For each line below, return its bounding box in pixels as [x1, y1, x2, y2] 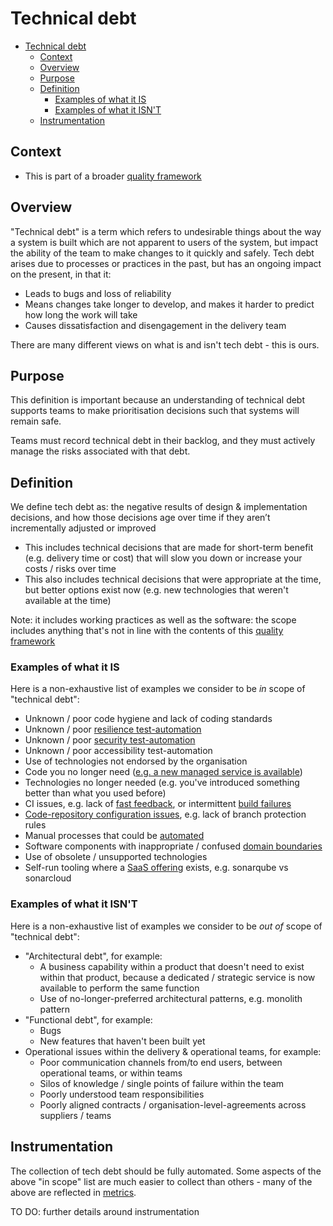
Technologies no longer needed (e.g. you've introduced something [24, 777, 300, 789]
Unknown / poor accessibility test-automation [24, 745, 213, 757]
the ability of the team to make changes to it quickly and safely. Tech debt [10, 247, 315, 259]
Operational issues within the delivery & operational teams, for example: [24, 1045, 322, 1057]
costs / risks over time [24, 563, 117, 575]
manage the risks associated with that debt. [10, 445, 191, 457]
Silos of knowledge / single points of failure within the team [39, 1077, 285, 1089]
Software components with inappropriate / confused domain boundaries [24, 840, 323, 852]
